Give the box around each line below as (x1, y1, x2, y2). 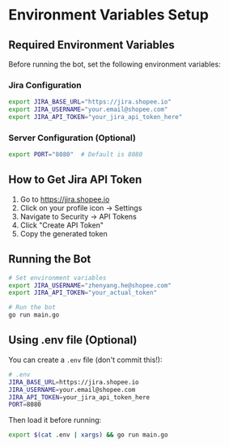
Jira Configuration (8, 79, 83, 91)
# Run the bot (8, 304, 57, 312)
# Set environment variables (8, 274, 107, 282)
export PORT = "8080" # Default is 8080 (8, 151, 143, 159)
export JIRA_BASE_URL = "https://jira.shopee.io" (8, 98, 172, 106)
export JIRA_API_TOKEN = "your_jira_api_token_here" (8, 113, 183, 121)
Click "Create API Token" (19, 220, 104, 230)
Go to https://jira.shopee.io (19, 194, 110, 204)
